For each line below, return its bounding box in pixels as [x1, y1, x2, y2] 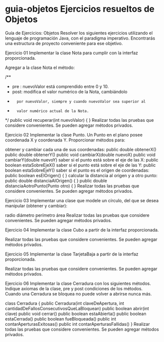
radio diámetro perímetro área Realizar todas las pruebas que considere [5, 212, 150, 218]
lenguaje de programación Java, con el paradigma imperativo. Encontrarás [5, 35, 155, 41]
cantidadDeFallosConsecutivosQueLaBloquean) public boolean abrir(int [5, 305, 149, 311]
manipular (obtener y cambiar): [5, 203, 67, 208]
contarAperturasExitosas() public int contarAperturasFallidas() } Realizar [5, 321, 150, 327]
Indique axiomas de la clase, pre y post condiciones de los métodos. [5, 285, 143, 292]
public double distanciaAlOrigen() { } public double [5, 178, 107, 183]
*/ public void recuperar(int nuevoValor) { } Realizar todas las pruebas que [5, 117, 154, 123]
